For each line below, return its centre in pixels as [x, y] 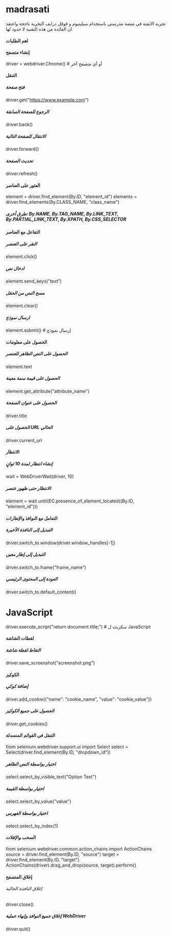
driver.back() [19, 125]
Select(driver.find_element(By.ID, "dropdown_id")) [58, 752]
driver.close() [20, 904]
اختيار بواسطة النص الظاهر [31, 764]
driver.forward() [22, 149]
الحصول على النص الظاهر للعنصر [37, 354]
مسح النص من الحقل [25, 293]
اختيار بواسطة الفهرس [27, 813]
